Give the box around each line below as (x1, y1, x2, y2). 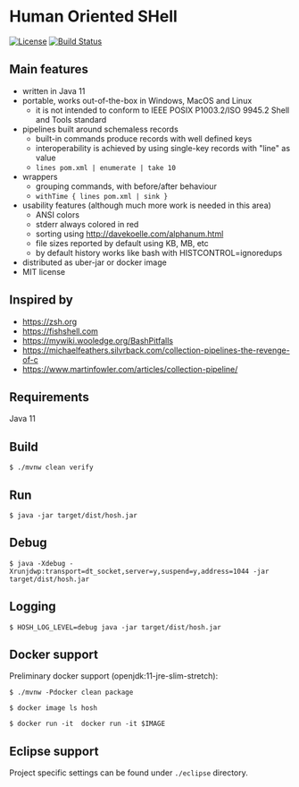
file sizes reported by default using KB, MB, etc (35, 237, 210, 248)
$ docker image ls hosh (9, 704, 98, 713)
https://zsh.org (21, 316, 78, 327)
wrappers (21, 171, 58, 182)
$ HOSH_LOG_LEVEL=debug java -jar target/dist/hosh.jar (9, 622, 221, 632)
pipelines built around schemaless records (21, 124, 179, 134)
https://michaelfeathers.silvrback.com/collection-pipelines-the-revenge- (21, 345, 290, 355)
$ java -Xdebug (9, 559, 66, 568)
